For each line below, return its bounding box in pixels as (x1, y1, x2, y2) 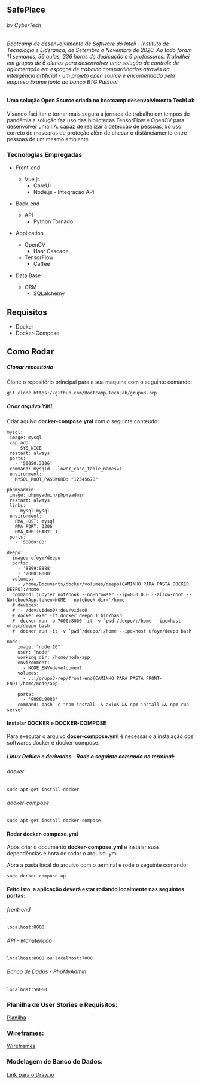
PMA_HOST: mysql (14, 518, 56, 524)
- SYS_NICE (14, 445, 42, 451)
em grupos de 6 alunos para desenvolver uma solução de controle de (7, 59, 179, 66)
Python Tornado (33, 218, 74, 225)
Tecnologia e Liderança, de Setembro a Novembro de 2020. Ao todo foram (7, 46, 192, 53)
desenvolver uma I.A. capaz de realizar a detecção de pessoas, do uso (7, 123, 182, 130)
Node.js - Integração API (33, 189, 95, 196)
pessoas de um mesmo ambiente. (7, 135, 90, 142)
